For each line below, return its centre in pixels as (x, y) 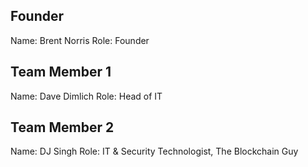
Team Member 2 (62, 127)
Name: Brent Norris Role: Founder (80, 40)
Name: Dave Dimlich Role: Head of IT (86, 96)
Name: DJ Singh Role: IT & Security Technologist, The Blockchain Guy (154, 151)
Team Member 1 (61, 72)
